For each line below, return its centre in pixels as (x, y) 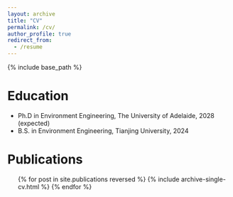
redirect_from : (30, 41)
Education (38, 96)
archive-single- (203, 179)
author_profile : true (39, 34)
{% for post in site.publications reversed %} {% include (98, 179)
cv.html (28, 186)
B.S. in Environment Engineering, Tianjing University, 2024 (103, 131)
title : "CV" (25, 21)
